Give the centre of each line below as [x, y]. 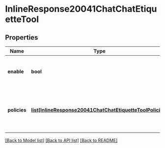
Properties [22, 37]
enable [16, 72]
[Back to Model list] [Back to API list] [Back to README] [61, 140]
